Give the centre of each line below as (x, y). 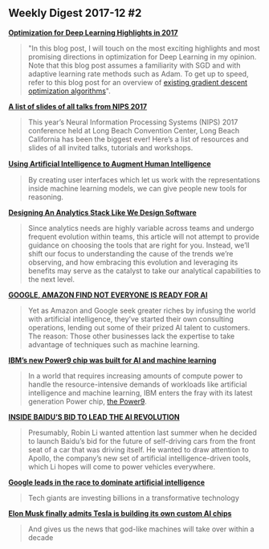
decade (41, 537)
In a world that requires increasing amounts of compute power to (135, 375)
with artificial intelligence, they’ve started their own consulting (131, 319)
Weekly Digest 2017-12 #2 (75, 13)
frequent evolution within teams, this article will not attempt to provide (143, 236)
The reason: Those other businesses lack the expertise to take (131, 336)
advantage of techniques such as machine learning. (114, 344)
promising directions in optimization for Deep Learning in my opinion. (142, 56)
